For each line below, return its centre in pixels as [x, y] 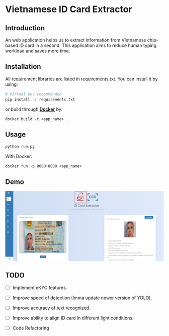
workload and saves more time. [38, 51]
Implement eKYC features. [40, 287]
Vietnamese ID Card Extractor [69, 9]
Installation [23, 67]
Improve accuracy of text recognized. [51, 308]
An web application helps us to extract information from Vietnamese [76, 40]
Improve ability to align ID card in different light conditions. [73, 318]
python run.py [20, 147]
